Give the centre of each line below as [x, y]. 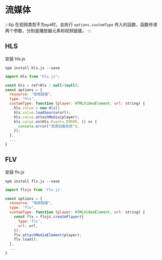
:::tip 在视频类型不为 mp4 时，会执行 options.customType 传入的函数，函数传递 [81, 24]
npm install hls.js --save [32, 68]
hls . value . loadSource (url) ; [42, 112]
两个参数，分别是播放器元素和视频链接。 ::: [48, 30]
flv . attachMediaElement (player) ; [48, 235]
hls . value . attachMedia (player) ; [47, 117]
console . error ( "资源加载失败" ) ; [49, 126]
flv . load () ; [26, 239]
